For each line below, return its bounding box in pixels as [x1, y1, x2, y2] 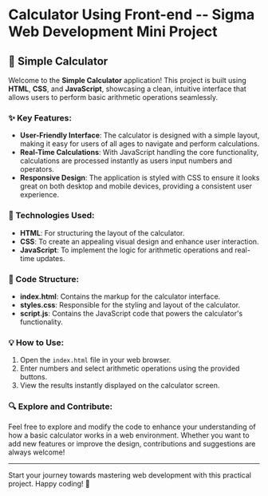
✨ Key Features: [8, 112, 72, 123]
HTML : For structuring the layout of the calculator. [19, 228, 185, 237]
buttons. [19, 372, 48, 382]
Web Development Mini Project [8, 22, 218, 41]
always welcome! [8, 447, 65, 457]
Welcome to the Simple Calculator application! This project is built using [8, 76, 247, 85]
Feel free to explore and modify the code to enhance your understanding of [8, 422, 257, 432]
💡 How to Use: [8, 337, 65, 348]
